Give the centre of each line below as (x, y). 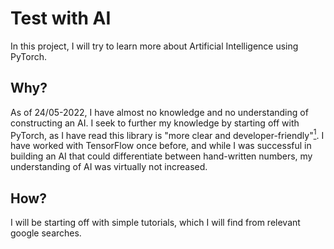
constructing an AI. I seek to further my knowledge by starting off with (155, 123)
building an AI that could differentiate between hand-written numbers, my (161, 156)
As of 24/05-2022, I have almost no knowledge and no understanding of (159, 112)
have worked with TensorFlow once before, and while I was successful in (161, 146)
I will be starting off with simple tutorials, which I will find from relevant (155, 223)
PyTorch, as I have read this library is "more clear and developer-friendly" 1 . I (167, 134)
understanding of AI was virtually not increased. (109, 167)
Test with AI (61, 18)
